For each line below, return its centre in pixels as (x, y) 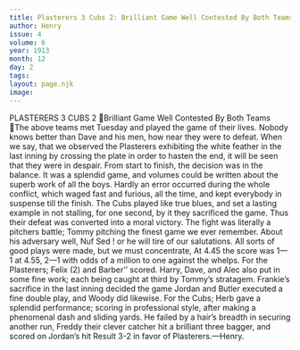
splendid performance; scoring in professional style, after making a (133, 307)
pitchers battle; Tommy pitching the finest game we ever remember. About (146, 231)
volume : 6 (28, 42)
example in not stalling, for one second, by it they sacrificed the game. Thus (149, 212)
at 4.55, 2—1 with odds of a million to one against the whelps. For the (141, 260)
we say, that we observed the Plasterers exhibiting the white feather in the (146, 146)
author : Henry (36, 26)
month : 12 (28, 59)
